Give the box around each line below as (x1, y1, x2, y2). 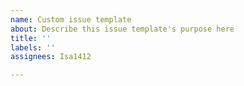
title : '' (10, 33, 52, 43)
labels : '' (10, 42, 56, 53)
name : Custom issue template (10, 14, 132, 25)
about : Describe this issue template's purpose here (10, 24, 235, 34)
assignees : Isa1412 (10, 52, 92, 62)
